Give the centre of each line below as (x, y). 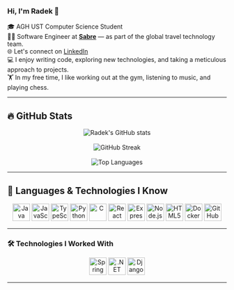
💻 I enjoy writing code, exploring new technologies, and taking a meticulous (117, 60)
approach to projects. (38, 70)
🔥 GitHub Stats (40, 116)
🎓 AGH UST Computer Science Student (65, 26)
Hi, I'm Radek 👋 (33, 11)
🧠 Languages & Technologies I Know (88, 191)
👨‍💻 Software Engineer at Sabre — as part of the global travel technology (111, 37)
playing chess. (28, 88)
